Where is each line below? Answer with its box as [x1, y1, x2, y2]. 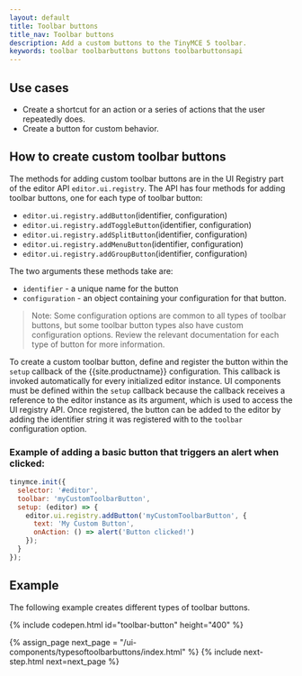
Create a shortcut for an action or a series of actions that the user [22, 104, 266, 114]
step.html [9, 655, 45, 667]
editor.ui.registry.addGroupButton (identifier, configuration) [22, 248, 248, 259]
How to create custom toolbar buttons [9, 150, 226, 165]
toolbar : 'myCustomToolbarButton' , [17, 494, 151, 503]
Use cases [9, 80, 69, 96]
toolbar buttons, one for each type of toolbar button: [9, 192, 203, 203]
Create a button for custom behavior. [22, 123, 159, 133]
